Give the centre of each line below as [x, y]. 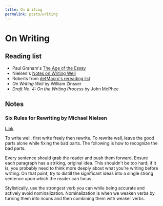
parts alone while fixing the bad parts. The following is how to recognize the [81, 143]
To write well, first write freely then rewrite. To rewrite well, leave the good [80, 138]
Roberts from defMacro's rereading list [51, 78]
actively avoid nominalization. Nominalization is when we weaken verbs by [80, 193]
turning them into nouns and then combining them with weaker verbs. [75, 199]
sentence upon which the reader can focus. [49, 179]
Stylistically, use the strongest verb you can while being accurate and [75, 188]
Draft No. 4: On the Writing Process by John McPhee [65, 89]
